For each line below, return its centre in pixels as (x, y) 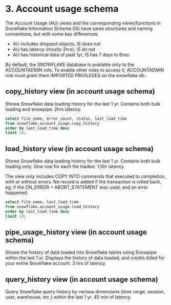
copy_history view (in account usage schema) (80, 92)
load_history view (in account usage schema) (80, 149)
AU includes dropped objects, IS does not (57, 43)
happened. (17, 193)
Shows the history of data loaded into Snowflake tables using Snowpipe (81, 252)
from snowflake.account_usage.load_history (52, 207)
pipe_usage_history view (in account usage (76, 232)
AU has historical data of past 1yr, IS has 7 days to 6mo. (71, 55)
